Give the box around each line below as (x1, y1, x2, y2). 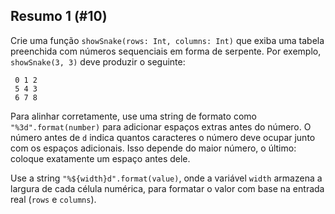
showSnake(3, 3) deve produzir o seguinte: (10, 55, 186, 68)
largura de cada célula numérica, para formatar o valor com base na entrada (10, 182, 325, 194)
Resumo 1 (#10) (10, 8, 108, 25)
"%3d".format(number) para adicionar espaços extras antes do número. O (10, 120, 312, 133)
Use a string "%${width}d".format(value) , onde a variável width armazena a (10, 172, 323, 184)
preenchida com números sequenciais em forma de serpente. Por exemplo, (10, 45, 322, 57)
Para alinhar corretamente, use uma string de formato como (10, 110, 257, 122)
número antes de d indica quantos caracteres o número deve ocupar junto (10, 131, 316, 143)
